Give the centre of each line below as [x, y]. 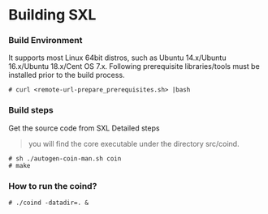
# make [19, 165]
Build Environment [45, 41]
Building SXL [52, 15]
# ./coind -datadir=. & [49, 203]
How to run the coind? [53, 186]
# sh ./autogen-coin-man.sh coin [65, 158]
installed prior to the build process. [67, 75]
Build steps [31, 110]
